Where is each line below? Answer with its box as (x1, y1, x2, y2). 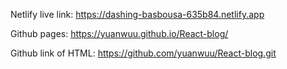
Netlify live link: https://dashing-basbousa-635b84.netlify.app (10, 9, 265, 20)
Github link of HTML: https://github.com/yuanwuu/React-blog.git (10, 47, 277, 59)
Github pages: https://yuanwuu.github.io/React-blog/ (10, 28, 229, 39)
